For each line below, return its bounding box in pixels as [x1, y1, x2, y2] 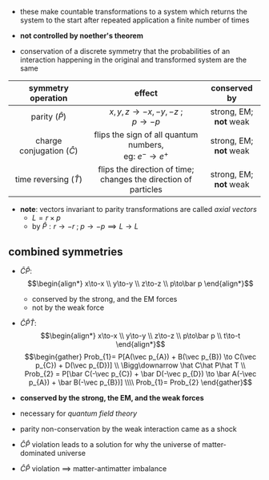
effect [134, 87, 159, 99]
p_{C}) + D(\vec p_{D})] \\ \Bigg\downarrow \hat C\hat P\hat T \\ [34, 360, 246, 370]
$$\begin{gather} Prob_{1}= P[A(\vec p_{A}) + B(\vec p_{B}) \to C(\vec [24, 352, 257, 362]
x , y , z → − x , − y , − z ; [109, 106, 183, 117]
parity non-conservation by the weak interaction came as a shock [19, 425, 238, 434]
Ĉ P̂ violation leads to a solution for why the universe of [19, 440, 201, 449]
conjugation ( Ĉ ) [19, 144, 78, 156]
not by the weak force [31, 303, 105, 312]
